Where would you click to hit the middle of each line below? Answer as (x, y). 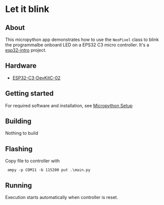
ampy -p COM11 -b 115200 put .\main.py (49, 170)
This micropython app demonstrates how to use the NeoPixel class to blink (82, 39)
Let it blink (27, 9)
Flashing (19, 149)
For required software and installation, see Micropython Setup (69, 105)
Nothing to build (22, 133)
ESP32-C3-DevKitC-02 (36, 78)
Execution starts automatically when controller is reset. (62, 198)
